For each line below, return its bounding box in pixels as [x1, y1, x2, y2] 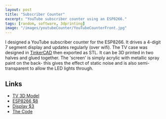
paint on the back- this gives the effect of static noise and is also [5, 60, 137, 66]
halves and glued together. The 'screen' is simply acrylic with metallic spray [5, 55, 160, 61]
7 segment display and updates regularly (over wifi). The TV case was [5, 44, 148, 50]
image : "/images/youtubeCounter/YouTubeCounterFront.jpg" [5, 26, 127, 31]
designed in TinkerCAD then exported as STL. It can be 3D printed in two [5, 50, 154, 56]
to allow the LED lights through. [29, 65, 94, 72]
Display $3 [12, 103, 35, 109]
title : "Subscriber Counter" [5, 12, 65, 17]
